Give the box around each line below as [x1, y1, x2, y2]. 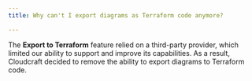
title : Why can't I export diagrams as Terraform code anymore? [8, 11, 224, 20]
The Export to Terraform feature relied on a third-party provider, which [8, 40, 239, 50]
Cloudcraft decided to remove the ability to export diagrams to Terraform [8, 57, 245, 66]
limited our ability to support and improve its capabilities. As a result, [8, 48, 231, 57]
